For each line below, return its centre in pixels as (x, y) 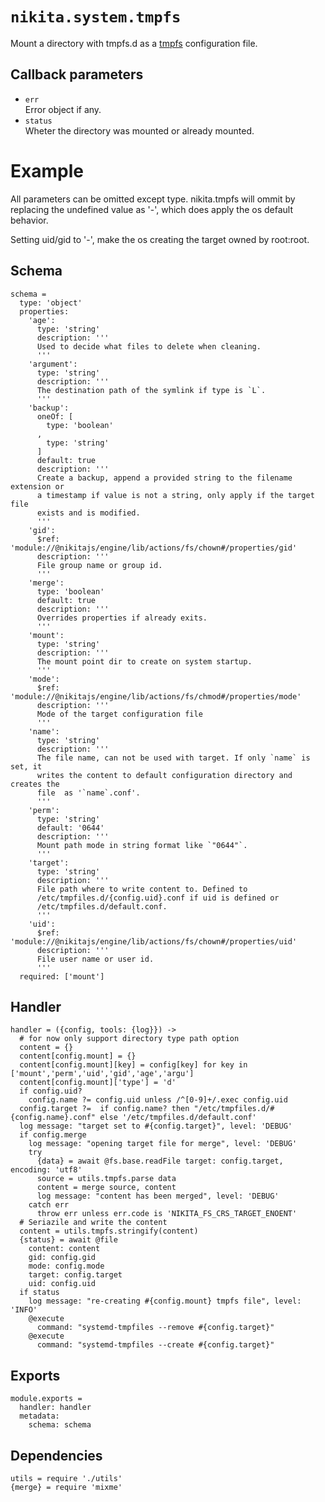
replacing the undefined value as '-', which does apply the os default (151, 209)
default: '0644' (70, 828)
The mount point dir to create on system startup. (144, 661)
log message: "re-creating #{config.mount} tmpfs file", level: (165, 1301)
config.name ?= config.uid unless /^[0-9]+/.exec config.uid (158, 1100)
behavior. (29, 220)
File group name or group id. (99, 565)
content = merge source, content (106, 1188)
